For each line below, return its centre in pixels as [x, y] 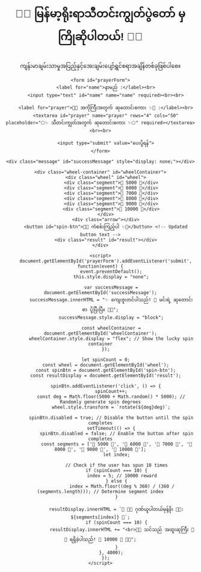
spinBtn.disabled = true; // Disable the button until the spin [111, 418]
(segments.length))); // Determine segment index [100, 492]
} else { [116, 481]
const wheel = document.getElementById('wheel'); [106, 365]
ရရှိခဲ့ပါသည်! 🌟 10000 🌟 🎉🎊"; [103, 539]
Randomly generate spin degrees [100, 402]
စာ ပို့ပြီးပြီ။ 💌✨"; [100, 310]
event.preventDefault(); [111, 272]
